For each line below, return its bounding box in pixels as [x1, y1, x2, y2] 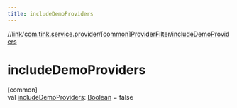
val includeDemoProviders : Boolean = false [7, 92, 133, 101]
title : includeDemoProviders [7, 10, 94, 18]
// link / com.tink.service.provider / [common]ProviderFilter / [7, 30, 172, 38]
